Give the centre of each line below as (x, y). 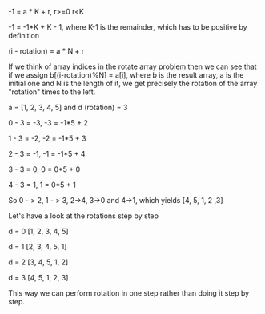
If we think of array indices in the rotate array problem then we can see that (133, 66)
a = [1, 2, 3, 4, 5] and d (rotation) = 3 (68, 107)
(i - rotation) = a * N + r (46, 51)
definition (24, 36)
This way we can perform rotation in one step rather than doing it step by (129, 293)
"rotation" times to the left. (52, 92)
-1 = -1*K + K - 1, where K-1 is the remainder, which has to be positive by (128, 27)
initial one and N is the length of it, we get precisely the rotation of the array (133, 83)
